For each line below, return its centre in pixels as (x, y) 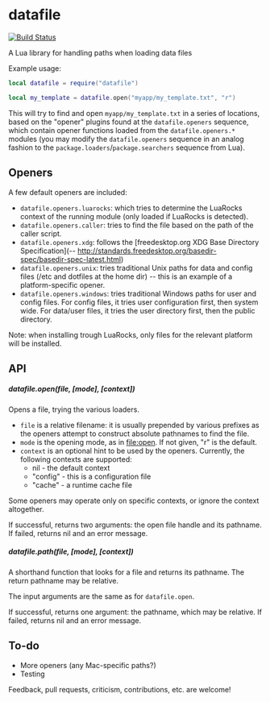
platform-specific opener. (62, 285)
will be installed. (35, 343)
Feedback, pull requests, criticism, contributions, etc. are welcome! (120, 689)
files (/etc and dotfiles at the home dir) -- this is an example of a (126, 276)
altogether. (26, 509)
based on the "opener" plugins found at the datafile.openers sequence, (129, 122)
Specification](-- (48, 251)
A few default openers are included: (68, 192)
